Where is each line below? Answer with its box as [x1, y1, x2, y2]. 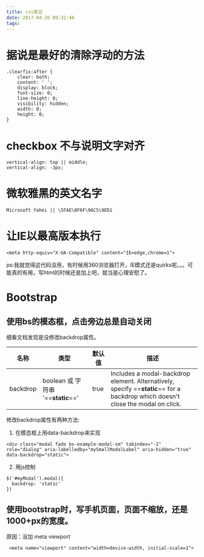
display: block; [17, 85, 59, 91]
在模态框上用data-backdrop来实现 [15, 429, 101, 436]
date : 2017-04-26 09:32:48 [6, 15, 75, 21]
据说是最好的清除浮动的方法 [6, 48, 145, 62]
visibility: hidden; [17, 101, 69, 107]
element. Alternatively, [110, 377, 175, 385]
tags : [6, 20, 20, 26]
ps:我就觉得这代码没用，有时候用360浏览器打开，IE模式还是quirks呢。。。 [6, 261, 188, 268]
